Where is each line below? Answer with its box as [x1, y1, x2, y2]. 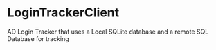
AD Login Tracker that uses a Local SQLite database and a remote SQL [7, 27, 209, 36]
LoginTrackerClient [7, 5, 120, 21]
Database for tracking [7, 34, 69, 42]
